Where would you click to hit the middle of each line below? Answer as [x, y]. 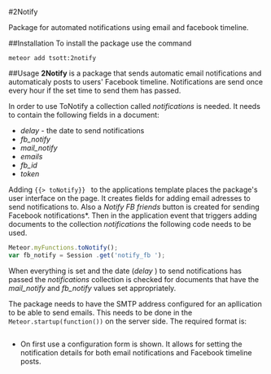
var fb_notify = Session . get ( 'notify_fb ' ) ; [87, 255]
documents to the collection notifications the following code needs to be [130, 224]
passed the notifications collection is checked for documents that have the [133, 279]
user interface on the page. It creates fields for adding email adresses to [129, 198]
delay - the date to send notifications [82, 130]
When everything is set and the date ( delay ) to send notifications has [125, 271]
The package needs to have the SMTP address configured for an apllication [135, 303]
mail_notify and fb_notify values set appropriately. [92, 288]
